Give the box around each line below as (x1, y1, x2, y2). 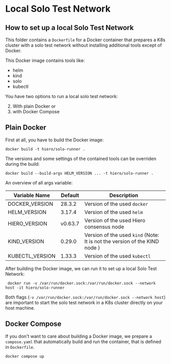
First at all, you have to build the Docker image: (5, 137, 104, 143)
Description (109, 192, 138, 199)
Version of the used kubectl (84, 252, 151, 259)
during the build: (5, 161, 40, 167)
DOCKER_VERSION (8, 200, 53, 207)
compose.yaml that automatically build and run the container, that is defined (5, 339, 161, 345)
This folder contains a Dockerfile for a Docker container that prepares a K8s (5, 37, 166, 43)
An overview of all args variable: (5, 179, 73, 186)
